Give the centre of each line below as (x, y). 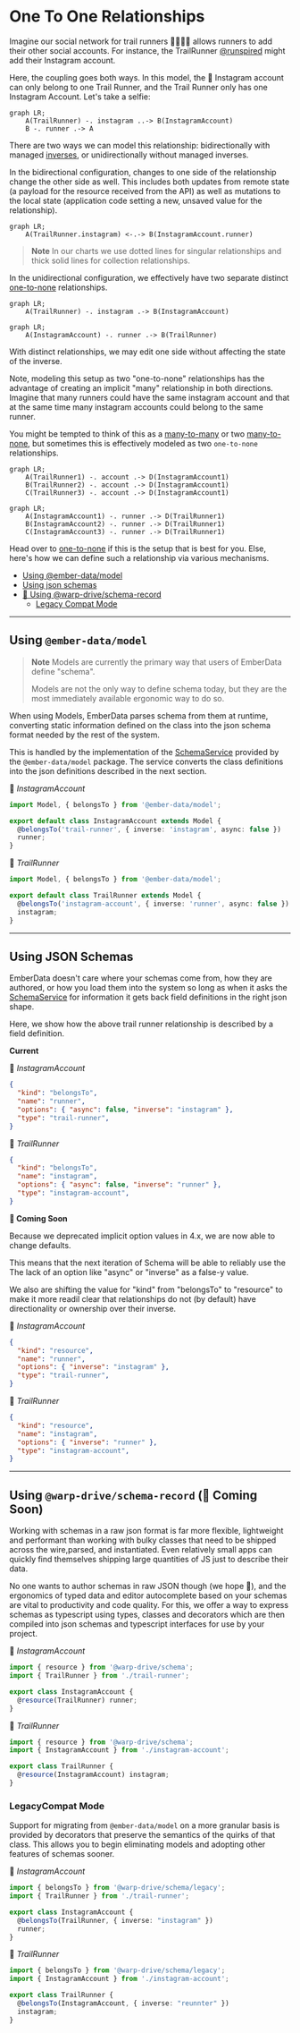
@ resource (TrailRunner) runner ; (78, 1700)
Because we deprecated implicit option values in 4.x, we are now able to (142, 1236)
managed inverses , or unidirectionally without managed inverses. (129, 155)
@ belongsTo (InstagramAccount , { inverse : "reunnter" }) (123, 2003)
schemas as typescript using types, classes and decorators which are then (147, 1615)
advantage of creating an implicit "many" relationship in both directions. (142, 387)
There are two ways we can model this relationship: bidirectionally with (140, 145)
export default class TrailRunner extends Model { (105, 896)
